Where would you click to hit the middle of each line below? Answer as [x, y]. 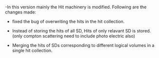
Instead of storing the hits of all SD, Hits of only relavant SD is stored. [81, 31]
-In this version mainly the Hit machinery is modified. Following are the [76, 7]
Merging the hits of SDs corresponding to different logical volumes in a [83, 45]
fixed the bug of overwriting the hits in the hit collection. [68, 22]
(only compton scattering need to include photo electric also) [74, 36]
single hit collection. [32, 51]
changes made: [21, 12]
